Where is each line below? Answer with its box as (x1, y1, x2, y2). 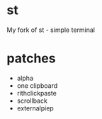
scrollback (16, 96, 47, 105)
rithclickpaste (16, 89, 57, 97)
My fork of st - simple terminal (6, 25, 95, 34)
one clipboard (16, 81, 58, 90)
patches (6, 50, 56, 67)
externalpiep (16, 103, 54, 112)
